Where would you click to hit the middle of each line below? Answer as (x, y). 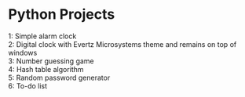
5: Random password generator (59, 77)
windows (23, 52)
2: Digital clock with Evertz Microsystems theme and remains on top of (122, 44)
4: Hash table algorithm (46, 69)
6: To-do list (28, 86)
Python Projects (62, 14)
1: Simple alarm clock (42, 36)
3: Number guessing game (51, 61)
